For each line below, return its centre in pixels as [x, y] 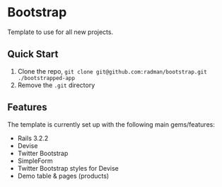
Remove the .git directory [56, 85]
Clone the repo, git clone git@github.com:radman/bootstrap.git [112, 71]
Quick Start [33, 54]
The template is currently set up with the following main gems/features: [111, 124]
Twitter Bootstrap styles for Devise [68, 168]
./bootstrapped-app [46, 78]
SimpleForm [35, 161]
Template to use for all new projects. [60, 32]
